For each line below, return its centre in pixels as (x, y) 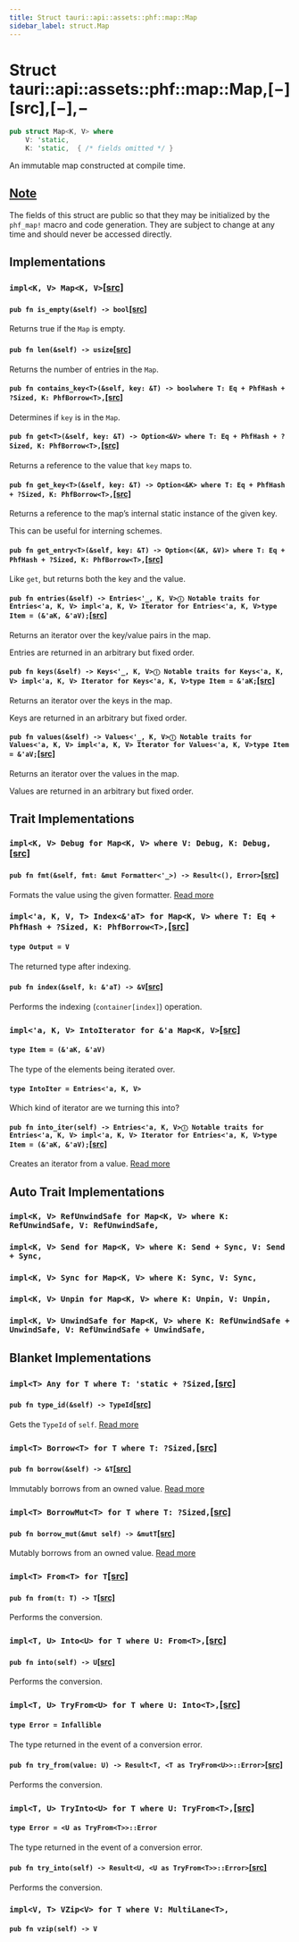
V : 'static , (47, 140)
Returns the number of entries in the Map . (84, 369)
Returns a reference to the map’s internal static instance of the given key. (144, 514)
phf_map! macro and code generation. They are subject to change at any (142, 224)
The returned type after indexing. (70, 966)
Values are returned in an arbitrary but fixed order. (101, 791)
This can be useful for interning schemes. (86, 531)
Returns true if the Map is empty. (67, 329)
